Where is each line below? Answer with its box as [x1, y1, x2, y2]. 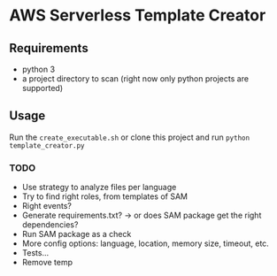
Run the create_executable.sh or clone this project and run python [9, 132, 250, 142]
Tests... [21, 248, 50, 258]
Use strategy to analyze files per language [21, 182, 177, 193]
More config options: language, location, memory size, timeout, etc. [21, 238, 270, 249]
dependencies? [21, 219, 79, 230]
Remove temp [21, 257, 73, 268]
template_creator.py [9, 141, 86, 150]
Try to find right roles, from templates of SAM [21, 191, 189, 202]
